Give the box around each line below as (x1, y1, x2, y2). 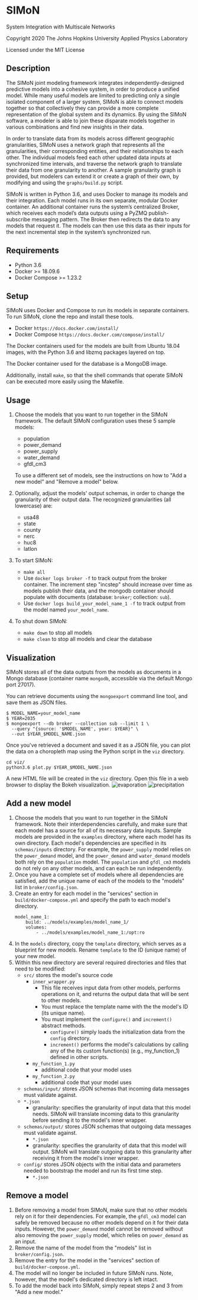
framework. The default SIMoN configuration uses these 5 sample (14, 417, 176, 424)
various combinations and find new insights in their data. (6, 123, 144, 131)
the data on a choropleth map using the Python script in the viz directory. (6, 748, 185, 754)
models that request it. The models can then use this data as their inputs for (6, 222, 191, 229)
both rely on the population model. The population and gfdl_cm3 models (14, 858, 191, 865)
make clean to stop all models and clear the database (23, 636, 152, 643)
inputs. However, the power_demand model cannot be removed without (14, 1225, 183, 1232)
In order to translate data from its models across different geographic (6, 135, 174, 142)
